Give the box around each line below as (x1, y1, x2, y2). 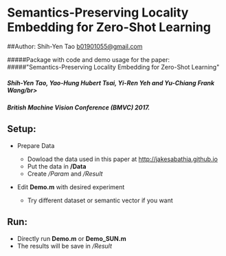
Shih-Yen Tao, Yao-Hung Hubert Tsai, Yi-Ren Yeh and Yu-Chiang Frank (7, 78, 215, 87)
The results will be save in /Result (16, 242, 112, 250)
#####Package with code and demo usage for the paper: (7, 55, 170, 63)
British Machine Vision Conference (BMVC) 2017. (7, 103, 150, 111)
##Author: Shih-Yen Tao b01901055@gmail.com (7, 42, 143, 50)
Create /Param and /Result (27, 169, 103, 178)
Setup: (7, 123, 36, 135)
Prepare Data (16, 141, 55, 149)
